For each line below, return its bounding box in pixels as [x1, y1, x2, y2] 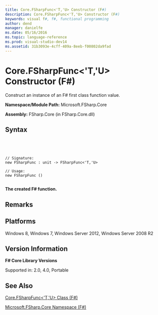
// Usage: [5, 169, 26, 174]
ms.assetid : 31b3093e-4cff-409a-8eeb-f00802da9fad [5, 44, 111, 49]
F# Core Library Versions [5, 258, 58, 264]
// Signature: [5, 156, 34, 161]
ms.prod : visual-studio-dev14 [5, 39, 67, 44]
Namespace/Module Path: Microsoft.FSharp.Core [5, 102, 107, 108]
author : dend [5, 21, 32, 26]
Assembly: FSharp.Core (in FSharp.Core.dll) [5, 111, 95, 117]
